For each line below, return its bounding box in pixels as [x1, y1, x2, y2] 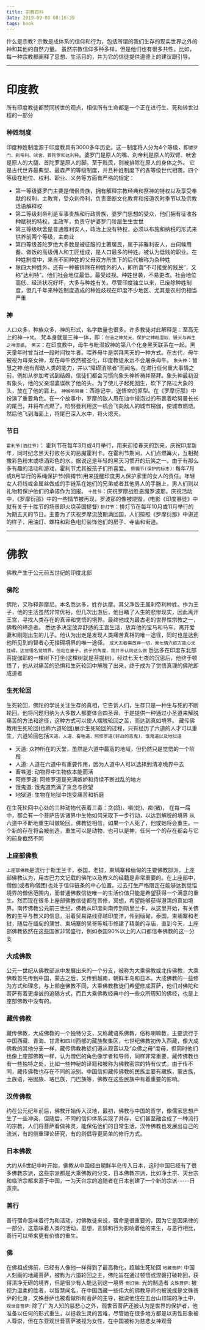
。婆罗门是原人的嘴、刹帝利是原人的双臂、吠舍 [79, 151, 197, 158]
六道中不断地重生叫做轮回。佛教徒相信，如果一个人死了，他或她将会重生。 [6, 819, 193, 826]
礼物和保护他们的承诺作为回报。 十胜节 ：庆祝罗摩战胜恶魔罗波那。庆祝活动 [6, 487, 193, 495]
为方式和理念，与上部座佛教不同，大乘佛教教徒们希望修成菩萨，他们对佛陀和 [6, 982, 199, 989]
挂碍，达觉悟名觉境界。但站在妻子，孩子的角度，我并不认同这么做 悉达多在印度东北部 [6, 646, 197, 654]
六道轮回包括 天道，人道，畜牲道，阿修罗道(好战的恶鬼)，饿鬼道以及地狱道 [16, 732, 182, 739]
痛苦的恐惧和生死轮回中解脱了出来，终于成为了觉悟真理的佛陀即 [38, 662, 199, 670]
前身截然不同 [11, 834, 44, 841]
